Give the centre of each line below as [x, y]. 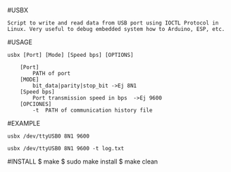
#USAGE [20, 42]
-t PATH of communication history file [93, 110]
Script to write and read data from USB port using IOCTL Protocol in [113, 23]
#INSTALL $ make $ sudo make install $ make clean [83, 161]
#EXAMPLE [24, 123]
